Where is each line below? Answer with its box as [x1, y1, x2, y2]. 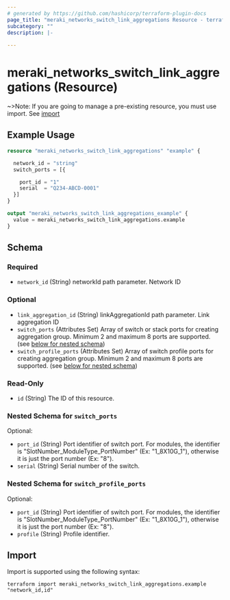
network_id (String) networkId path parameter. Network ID [16, 278, 181, 286]
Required [7, 262, 38, 271]
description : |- [7, 29, 53, 36]
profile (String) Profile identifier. [16, 529, 110, 538]
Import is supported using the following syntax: [7, 568, 140, 576]
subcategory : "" [7, 23, 53, 29]
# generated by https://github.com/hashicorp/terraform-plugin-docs [7, 10, 207, 17]
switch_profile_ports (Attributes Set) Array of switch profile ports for [16, 347, 214, 355]
